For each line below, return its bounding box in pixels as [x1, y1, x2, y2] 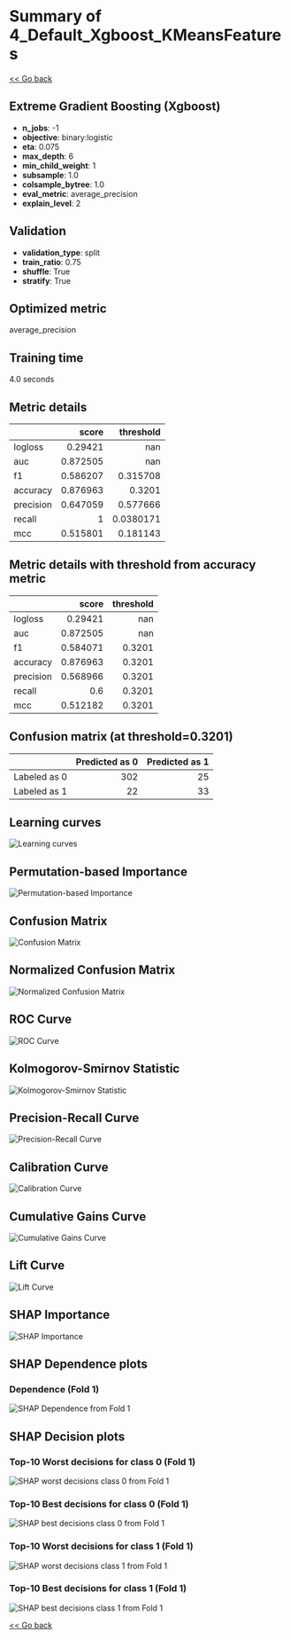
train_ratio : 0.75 [21, 256, 81, 267]
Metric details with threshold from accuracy [9, 557, 256, 573]
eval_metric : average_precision [21, 188, 139, 199]
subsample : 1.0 [21, 169, 80, 180]
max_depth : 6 [21, 151, 74, 161]
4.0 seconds [9, 374, 55, 385]
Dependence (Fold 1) [9, 1383, 100, 1395]
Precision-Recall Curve [9, 1110, 140, 1125]
